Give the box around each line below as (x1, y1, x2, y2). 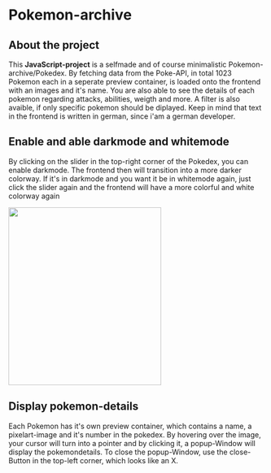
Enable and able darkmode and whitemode (8, 135, 229, 149)
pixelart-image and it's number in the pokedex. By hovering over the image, (8, 429, 262, 440)
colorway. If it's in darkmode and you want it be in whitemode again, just (8, 173, 251, 184)
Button (8, 455, 31, 465)
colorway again (8, 191, 60, 201)
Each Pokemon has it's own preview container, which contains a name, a (8, 421, 252, 431)
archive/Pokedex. (8, 68, 68, 78)
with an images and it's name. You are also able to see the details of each (8, 85, 255, 95)
